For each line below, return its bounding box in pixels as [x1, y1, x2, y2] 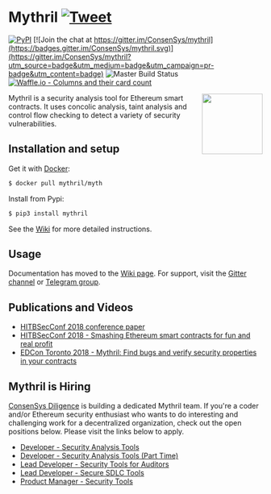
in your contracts [19, 356, 77, 366]
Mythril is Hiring [8, 380, 91, 393]
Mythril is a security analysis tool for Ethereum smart [8, 93, 184, 102]
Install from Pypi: [8, 193, 65, 203]
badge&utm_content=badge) [8, 68, 104, 78]
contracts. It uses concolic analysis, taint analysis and [8, 102, 187, 111]
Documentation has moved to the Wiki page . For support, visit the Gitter [8, 268, 248, 278]
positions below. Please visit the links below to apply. [8, 426, 185, 436]
